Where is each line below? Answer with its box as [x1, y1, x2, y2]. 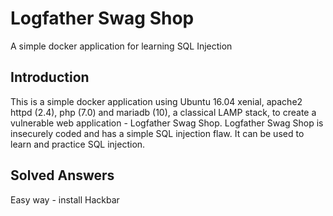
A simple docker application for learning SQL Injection [10, 40, 233, 52]
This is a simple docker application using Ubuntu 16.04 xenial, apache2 [10, 95, 303, 107]
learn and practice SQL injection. [10, 138, 146, 150]
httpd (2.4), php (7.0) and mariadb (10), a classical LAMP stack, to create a [10, 106, 317, 118]
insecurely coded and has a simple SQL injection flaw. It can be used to [10, 127, 305, 139]
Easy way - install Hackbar [10, 193, 120, 206]
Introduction [10, 69, 90, 86]
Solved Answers [10, 167, 115, 184]
